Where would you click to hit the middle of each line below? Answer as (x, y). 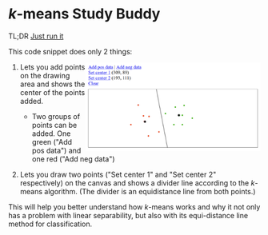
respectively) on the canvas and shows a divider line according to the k (137, 183)
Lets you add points (52, 67)
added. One (51, 133)
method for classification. (50, 224)
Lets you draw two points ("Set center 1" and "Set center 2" (118, 174)
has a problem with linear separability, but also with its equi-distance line (128, 215)
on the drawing (45, 75)
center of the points (52, 92)
